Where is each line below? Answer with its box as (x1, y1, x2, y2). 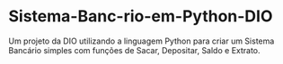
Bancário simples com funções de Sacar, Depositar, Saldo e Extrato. (8, 44, 261, 55)
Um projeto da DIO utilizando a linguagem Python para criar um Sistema (8, 36, 275, 46)
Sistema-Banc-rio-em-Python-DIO (8, 6, 273, 27)
